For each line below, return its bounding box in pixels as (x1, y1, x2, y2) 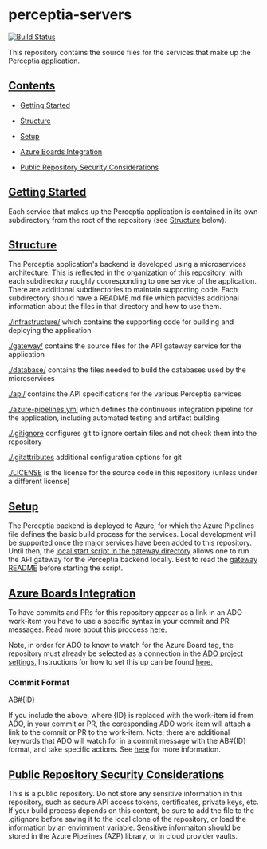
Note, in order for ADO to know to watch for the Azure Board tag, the (8, 641, 234, 649)
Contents (8, 79, 56, 93)
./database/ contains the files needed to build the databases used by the (8, 365, 247, 375)
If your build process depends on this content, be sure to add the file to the (8, 806, 255, 815)
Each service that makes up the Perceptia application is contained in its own (8, 206, 258, 216)
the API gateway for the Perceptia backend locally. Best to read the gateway (8, 555, 258, 565)
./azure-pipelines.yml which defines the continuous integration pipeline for (8, 405, 253, 415)
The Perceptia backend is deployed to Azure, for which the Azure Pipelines (8, 521, 255, 530)
